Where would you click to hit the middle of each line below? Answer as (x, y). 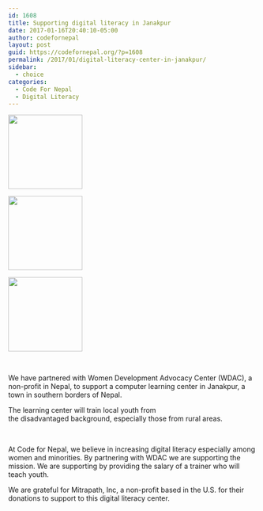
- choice (30, 74)
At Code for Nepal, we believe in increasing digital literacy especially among (132, 449)
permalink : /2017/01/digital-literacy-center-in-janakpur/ (107, 60)
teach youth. (28, 475)
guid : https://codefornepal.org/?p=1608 (76, 52)
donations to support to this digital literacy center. (89, 498)
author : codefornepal (44, 38)
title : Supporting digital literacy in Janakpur (90, 23)
